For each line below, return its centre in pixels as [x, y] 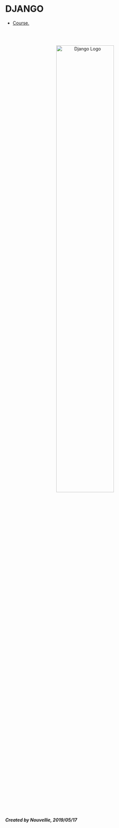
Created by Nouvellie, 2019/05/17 [41, 820]
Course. [21, 23]
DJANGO [25, 9]
